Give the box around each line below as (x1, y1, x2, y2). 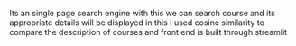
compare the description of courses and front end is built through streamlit (9, 27, 287, 37)
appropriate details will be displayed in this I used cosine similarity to (9, 17, 264, 28)
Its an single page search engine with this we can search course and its (9, 8, 275, 18)
